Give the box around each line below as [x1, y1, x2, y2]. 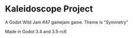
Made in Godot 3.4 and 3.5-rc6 [5, 28, 67, 34]
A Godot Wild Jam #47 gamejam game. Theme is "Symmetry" [5, 19, 129, 25]
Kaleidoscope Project [5, 3, 93, 14]
